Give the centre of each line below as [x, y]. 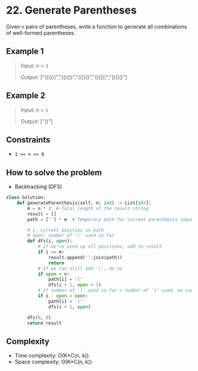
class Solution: [26, 198]
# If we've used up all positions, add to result [100, 247]
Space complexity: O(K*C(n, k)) [53, 362]
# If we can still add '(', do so [80, 268]
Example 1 [25, 52]
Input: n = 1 [34, 110]
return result [44, 323]
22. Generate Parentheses [72, 10]
